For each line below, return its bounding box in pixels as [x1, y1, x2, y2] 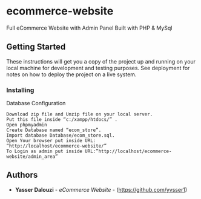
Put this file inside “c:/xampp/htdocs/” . [6, 117, 118, 123]
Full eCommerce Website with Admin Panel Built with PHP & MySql [6, 24, 173, 31]
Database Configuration [6, 100, 66, 107]
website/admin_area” [6, 154, 59, 160]
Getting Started [6, 42, 66, 52]
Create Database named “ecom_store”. [6, 127, 102, 134]
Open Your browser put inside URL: [6, 138, 96, 144]
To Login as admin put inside [6, 148, 83, 155]
